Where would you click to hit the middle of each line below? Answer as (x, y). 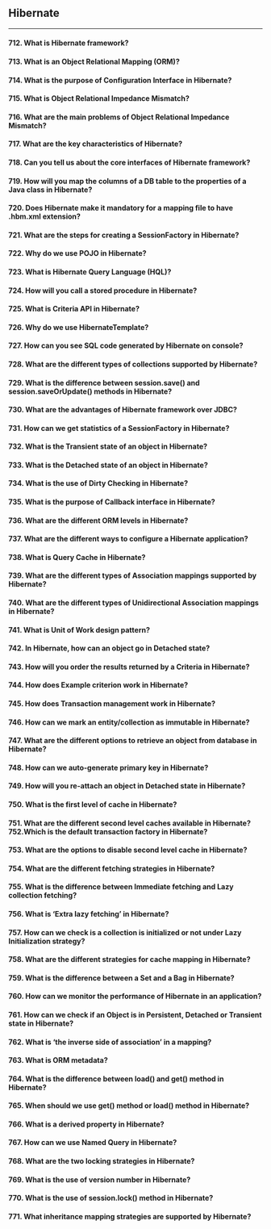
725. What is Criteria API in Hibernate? (74, 309)
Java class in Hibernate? (50, 190)
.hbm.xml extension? (44, 216)
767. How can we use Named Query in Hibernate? (93, 1143)
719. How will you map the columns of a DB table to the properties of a (127, 181)
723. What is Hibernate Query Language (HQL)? (90, 272)
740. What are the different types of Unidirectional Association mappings (134, 603)
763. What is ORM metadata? (58, 1060)
